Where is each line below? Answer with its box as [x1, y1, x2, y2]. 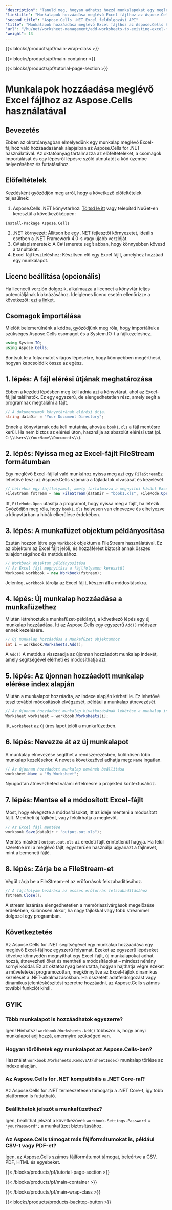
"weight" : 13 [5, 31, 33, 36]
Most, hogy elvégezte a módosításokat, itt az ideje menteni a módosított [5, 809, 157, 815]
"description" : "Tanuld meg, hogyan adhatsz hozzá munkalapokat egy [5, 7, 155, 13]
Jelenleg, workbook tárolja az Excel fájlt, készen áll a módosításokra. [5, 579, 147, 586]
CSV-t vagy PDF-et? [5, 1142, 57, 1149]
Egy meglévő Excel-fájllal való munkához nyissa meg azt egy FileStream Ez [5, 471, 163, 477]
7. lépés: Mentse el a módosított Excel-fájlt [5, 795, 144, 804]
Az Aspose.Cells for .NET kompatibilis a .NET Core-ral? [5, 1075, 145, 1083]
